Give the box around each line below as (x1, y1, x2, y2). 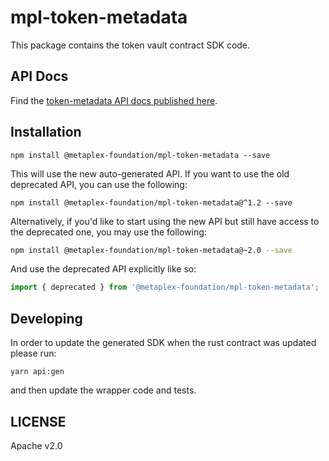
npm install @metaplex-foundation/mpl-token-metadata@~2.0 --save (10, 245, 293, 255)
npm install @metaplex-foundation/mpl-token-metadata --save (10, 150, 271, 160)
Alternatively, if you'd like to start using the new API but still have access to (10, 215, 320, 227)
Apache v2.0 (10, 439, 63, 451)
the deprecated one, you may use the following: (10, 226, 207, 238)
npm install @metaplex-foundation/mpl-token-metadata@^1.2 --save (10, 197, 293, 208)
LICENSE (10, 413, 67, 430)
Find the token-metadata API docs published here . (10, 94, 218, 106)
